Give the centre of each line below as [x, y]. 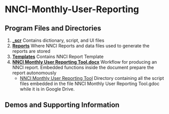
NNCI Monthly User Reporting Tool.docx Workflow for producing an [84, 62]
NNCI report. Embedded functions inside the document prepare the [83, 67]
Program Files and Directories [53, 28]
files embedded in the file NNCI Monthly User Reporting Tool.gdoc [90, 83]
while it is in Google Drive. [47, 89]
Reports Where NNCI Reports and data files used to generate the [81, 46]
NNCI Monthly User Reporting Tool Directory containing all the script [92, 78]
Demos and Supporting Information [62, 105]
